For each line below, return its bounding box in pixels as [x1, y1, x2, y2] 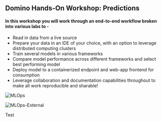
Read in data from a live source [12, 35, 77, 41]
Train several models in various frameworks [12, 50, 103, 57]
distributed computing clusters [12, 45, 76, 51]
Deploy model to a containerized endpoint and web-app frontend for [12, 66, 154, 72]
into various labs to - [5, 23, 49, 29]
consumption [12, 72, 40, 78]
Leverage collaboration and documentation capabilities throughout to [12, 77, 155, 83]
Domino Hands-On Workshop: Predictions [5, 4, 139, 13]
